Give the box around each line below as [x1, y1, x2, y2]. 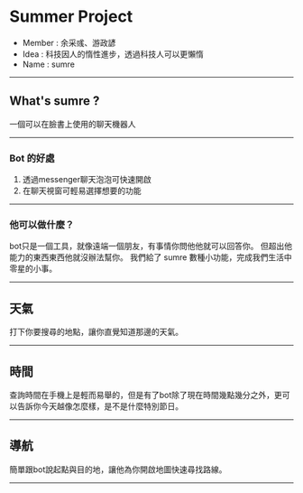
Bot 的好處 [9, 152, 55, 164]
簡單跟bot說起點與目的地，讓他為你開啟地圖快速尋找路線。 [9, 463, 227, 475]
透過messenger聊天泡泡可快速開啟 [22, 174, 151, 185]
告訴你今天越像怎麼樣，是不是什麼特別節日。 [16, 400, 183, 412]
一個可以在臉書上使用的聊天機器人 [9, 118, 136, 129]
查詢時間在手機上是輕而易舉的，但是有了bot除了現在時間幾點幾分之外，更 [9, 389, 282, 400]
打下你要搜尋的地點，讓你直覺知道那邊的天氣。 [9, 327, 183, 338]
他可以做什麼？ [9, 219, 75, 231]
